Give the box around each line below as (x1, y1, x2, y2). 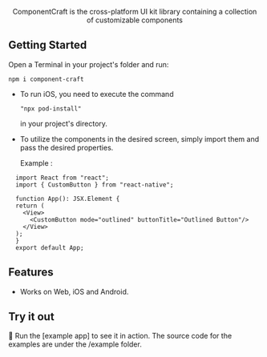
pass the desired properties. (19, 142, 114, 152)
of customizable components (87, 15, 183, 25)
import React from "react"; (15, 174, 110, 182)
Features (8, 266, 54, 279)
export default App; (15, 243, 84, 251)
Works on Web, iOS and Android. (19, 287, 129, 296)
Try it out (8, 310, 55, 323)
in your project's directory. (19, 118, 108, 128)
